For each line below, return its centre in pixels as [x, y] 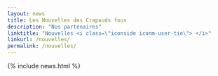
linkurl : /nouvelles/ [39, 40]
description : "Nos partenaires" [54, 26]
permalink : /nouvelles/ [42, 46]
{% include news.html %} [44, 66]
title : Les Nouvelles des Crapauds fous [67, 20]
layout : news [26, 14]
